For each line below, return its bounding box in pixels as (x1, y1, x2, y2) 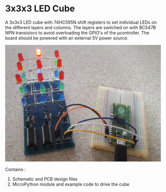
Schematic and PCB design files (12, 176, 78, 182)
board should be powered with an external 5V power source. (5, 35, 128, 41)
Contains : (5, 166, 26, 172)
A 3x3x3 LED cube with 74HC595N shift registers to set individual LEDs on (5, 19, 157, 25)
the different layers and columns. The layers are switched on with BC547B (5, 24, 156, 30)
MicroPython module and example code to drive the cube (12, 181, 129, 187)
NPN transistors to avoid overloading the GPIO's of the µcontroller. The (5, 30, 150, 36)
